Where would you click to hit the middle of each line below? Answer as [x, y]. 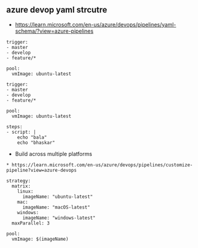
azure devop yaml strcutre [57, 10]
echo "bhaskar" [36, 142]
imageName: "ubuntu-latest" [58, 197]
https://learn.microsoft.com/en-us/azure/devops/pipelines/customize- [102, 165]
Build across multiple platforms [53, 154]
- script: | [21, 132]
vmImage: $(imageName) [40, 239]
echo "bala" [32, 137]
